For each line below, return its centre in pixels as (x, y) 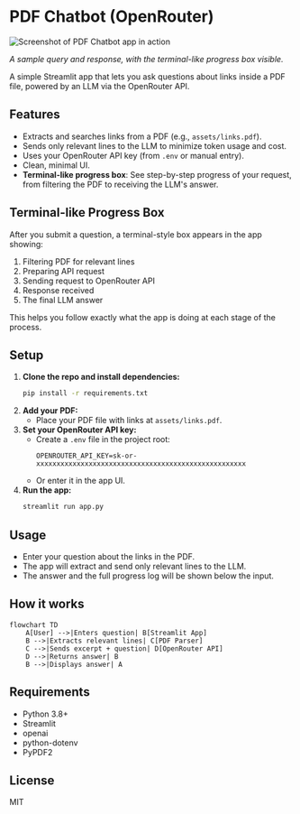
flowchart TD (34, 624)
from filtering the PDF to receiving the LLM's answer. (120, 184)
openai (35, 733)
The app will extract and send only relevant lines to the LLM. (134, 566)
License (32, 780)
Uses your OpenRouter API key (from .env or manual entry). (133, 155)
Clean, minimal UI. (56, 165)
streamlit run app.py (63, 507)
